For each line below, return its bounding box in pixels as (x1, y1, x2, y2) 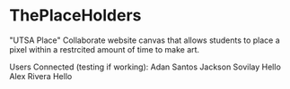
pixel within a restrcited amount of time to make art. (9, 44, 200, 54)
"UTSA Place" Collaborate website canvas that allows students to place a (9, 35, 280, 45)
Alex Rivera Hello (9, 70, 73, 81)
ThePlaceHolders (9, 5, 142, 26)
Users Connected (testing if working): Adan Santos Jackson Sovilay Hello (9, 61, 281, 72)
